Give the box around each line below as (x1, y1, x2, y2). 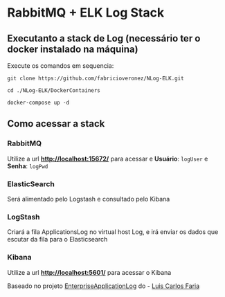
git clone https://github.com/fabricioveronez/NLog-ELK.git (7, 75, 185, 82)
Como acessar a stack (7, 118, 105, 129)
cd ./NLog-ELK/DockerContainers (7, 87, 100, 94)
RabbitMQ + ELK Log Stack (7, 5, 165, 21)
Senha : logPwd (7, 161, 48, 170)
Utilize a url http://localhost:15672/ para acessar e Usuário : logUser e (7, 154, 208, 163)
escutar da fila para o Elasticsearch (7, 235, 108, 244)
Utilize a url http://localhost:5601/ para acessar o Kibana (7, 268, 172, 276)
